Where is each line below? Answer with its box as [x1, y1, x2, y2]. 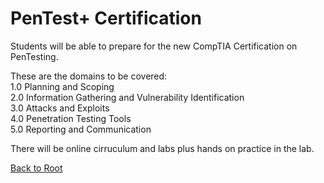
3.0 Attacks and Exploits [10, 102, 110, 114]
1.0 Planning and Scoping [10, 80, 115, 92]
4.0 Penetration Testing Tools [10, 112, 132, 124]
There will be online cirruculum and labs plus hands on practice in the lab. [10, 142, 315, 154]
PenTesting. [10, 50, 59, 62]
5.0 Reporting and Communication [10, 123, 152, 135]
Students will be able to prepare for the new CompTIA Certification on [10, 40, 298, 52]
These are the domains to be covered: [10, 70, 168, 82]
